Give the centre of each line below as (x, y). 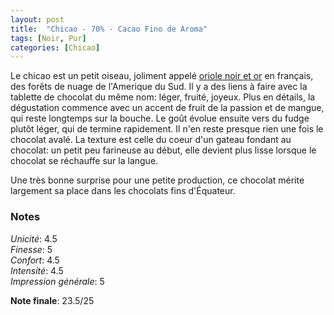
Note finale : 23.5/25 (52, 300)
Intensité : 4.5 (37, 270)
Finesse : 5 (31, 249)
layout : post (37, 19)
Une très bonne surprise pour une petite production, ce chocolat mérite (157, 180)
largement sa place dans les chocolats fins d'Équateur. (123, 191)
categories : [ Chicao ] (55, 47)
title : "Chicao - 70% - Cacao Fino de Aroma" (109, 29)
